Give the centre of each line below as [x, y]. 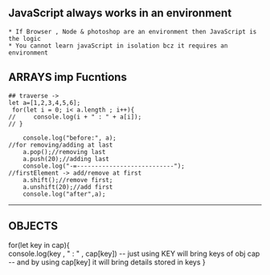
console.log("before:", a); [70, 138]
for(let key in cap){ [39, 245]
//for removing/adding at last [61, 145]
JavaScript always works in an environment [120, 13]
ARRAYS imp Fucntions [67, 77]
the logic [25, 38]
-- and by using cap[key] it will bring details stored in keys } [107, 262]
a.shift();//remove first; [68, 180]
